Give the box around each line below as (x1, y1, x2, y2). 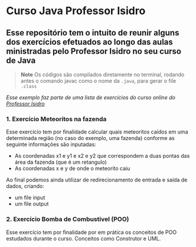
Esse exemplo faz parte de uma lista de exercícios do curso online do (6, 94, 176, 101)
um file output (14, 200, 49, 207)
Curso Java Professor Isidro (6, 4, 146, 18)
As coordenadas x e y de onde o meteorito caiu (14, 165, 130, 172)
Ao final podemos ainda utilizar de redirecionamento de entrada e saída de (6, 176, 188, 184)
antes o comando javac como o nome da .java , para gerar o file (20, 77, 177, 84)
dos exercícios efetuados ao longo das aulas (6, 37, 173, 47)
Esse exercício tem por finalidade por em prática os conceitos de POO (6, 229, 177, 236)
